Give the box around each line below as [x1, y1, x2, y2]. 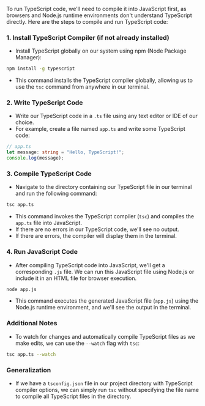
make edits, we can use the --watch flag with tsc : [15, 339, 140, 347]
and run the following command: [15, 190, 97, 197]
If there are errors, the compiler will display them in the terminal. [15, 232, 177, 240]
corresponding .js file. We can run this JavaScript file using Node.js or [15, 268, 195, 275]
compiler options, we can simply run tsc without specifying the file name [15, 386, 199, 393]
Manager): [15, 54, 42, 61]
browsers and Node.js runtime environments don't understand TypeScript [6, 12, 193, 19]
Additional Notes [6, 319, 58, 328]
